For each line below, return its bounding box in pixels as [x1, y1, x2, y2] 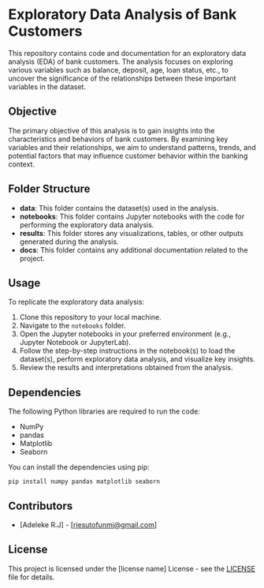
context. [8, 159, 35, 169]
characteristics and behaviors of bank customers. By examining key [8, 134, 229, 144]
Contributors [8, 499, 73, 512]
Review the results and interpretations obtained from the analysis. [19, 363, 233, 373]
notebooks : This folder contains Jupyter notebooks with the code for [19, 212, 245, 221]
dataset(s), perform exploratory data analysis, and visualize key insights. [19, 354, 256, 364]
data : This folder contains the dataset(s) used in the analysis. [19, 203, 219, 212]
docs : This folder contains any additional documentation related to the [19, 245, 248, 254]
